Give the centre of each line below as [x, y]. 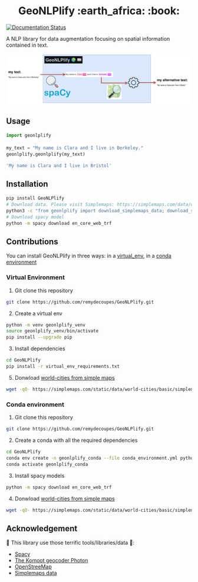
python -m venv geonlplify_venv [46, 325]
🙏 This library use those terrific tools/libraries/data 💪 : [70, 543]
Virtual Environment [36, 277]
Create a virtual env [39, 313]
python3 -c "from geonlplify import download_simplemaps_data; [85, 211]
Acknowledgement [42, 528]
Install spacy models [39, 476]
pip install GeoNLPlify [35, 198]
